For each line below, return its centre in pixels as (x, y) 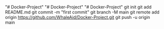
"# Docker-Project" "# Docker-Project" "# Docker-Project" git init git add (78, 7)
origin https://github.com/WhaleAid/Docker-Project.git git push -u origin (78, 17)
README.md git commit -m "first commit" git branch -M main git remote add (82, 12)
